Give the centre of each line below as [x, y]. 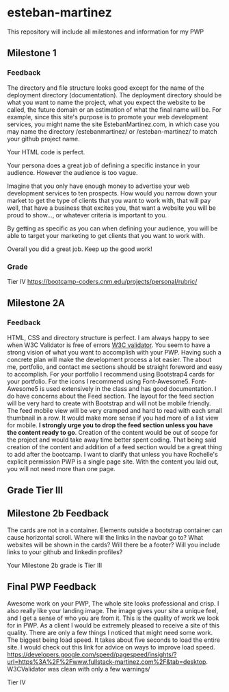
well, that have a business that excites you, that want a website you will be [112, 208]
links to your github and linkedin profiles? [65, 552]
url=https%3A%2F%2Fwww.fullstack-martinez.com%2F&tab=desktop [107, 661]
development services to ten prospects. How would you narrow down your [112, 193]
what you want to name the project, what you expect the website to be [106, 102]
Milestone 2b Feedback [58, 513]
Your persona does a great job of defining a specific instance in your [104, 165]
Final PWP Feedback [52, 587]
